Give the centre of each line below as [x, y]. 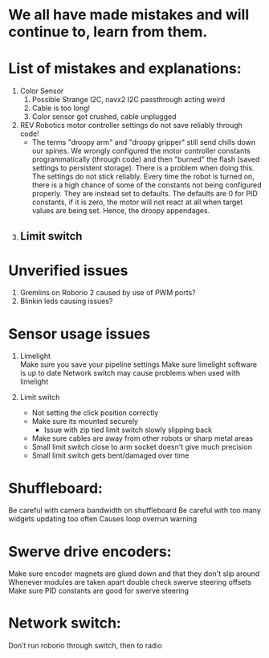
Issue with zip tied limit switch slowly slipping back [128, 430]
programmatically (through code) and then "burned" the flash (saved [146, 159]
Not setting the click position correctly [95, 413]
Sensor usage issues [79, 333]
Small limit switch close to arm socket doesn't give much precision [142, 447]
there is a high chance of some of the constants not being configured [147, 185]
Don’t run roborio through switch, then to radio [85, 646]
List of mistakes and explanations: [125, 69]
